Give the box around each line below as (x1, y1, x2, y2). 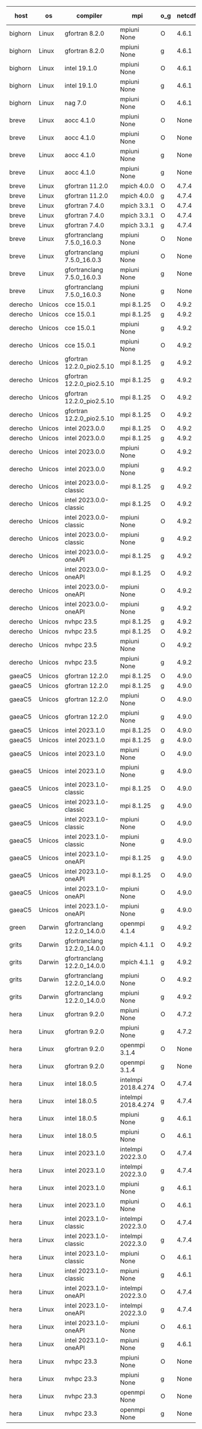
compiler (76, 11, 103, 20)
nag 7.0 (64, 99, 87, 107)
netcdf (176, 11, 197, 20)
